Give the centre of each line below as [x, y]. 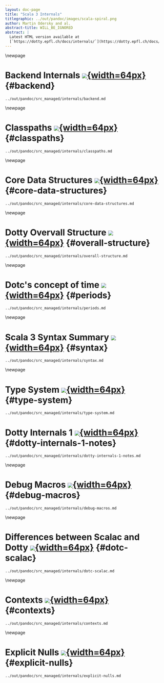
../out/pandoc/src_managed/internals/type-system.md [60, 413]
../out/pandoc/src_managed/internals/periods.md [55, 308]
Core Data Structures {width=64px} [82, 180]
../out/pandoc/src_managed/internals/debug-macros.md [61, 508]
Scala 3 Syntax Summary [57, 337]
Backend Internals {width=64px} [76, 75]
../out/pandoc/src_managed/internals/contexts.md [57, 624]
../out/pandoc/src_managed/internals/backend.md [55, 99]
